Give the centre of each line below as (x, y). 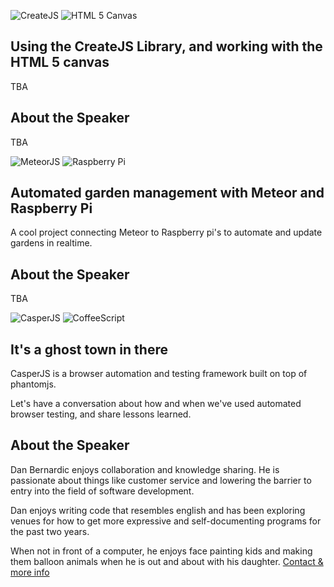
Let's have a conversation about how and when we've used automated (156, 404)
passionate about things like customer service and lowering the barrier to (161, 480)
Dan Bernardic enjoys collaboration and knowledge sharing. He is (145, 469)
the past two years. (50, 531)
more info (30, 572)
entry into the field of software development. (102, 491)
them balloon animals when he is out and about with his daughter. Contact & (167, 561)
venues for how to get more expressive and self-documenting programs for (166, 521)
